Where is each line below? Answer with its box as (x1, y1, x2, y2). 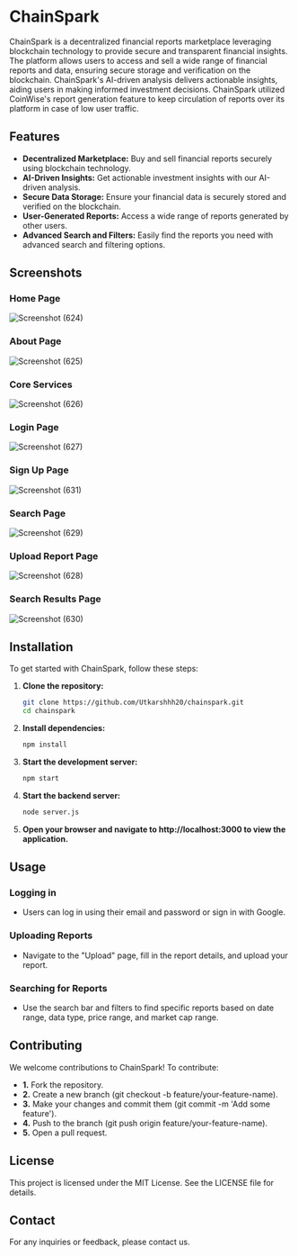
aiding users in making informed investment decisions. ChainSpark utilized (9, 84, 285, 95)
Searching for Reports (9, 981, 108, 994)
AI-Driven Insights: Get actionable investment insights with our (22, 172, 258, 183)
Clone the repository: (22, 681, 104, 691)
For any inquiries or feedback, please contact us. (9, 1236, 190, 1248)
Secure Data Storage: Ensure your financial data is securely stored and (22, 191, 287, 202)
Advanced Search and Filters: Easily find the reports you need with (22, 230, 274, 240)
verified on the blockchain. (22, 201, 121, 212)
